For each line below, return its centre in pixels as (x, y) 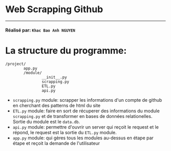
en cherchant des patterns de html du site (56, 106)
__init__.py (54, 77)
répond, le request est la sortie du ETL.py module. (65, 133)
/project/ (16, 64)
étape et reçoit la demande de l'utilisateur (56, 143)
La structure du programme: (66, 51)
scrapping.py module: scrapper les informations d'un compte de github (87, 100)
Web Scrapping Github (54, 9)
